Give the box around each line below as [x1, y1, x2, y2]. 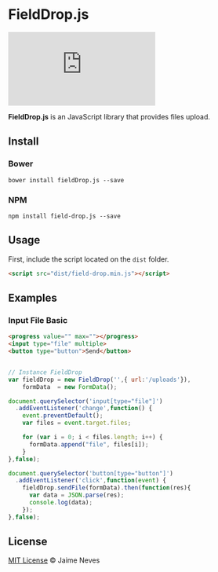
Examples [8, 291, 57, 304]
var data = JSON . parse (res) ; [28, 491, 125, 500]
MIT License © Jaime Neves [8, 555, 100, 565]
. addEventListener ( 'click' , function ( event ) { [15, 477, 167, 485]
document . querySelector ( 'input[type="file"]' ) [8, 397, 163, 405]
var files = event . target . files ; [22, 419, 132, 427]
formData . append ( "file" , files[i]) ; [28, 440, 149, 449]
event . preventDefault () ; [22, 412, 104, 420]
